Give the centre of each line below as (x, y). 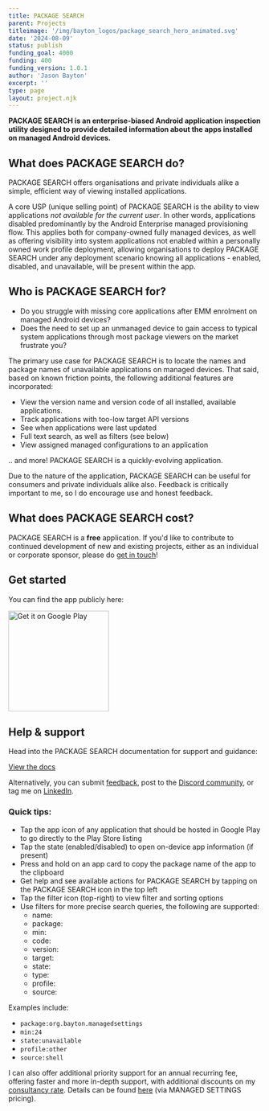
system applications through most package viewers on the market (129, 336)
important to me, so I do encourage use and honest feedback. (111, 493)
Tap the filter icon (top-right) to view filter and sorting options (122, 898)
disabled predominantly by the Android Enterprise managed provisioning (128, 224)
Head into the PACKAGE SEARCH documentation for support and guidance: (133, 752)
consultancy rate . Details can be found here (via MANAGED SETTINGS (125, 1089)
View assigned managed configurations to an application (114, 445)
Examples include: (39, 1007)
